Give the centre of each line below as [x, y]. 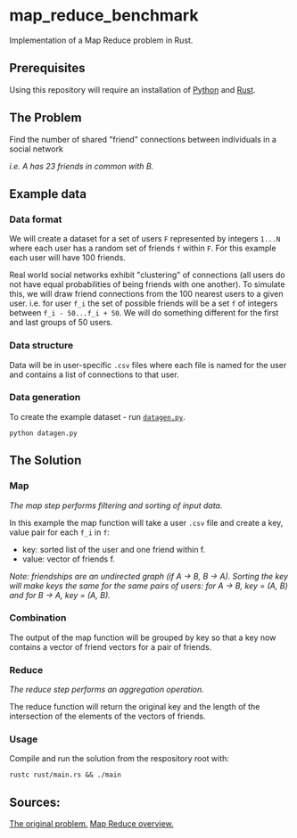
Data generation [45, 398]
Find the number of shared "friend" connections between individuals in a [143, 139]
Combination [38, 618]
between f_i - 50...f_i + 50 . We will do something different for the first [144, 313]
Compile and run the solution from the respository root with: [120, 759]
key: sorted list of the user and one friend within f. [114, 549]
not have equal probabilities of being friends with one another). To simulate [147, 284]
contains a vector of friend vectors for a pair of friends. [111, 646]
